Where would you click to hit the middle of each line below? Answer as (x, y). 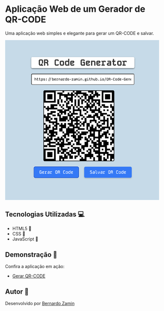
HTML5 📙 (22, 229)
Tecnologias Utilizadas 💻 (45, 215)
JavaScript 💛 (25, 239)
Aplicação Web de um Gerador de (75, 9)
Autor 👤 (17, 292)
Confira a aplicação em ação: (35, 267)
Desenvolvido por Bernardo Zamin (40, 304)
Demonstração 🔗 (31, 255)
